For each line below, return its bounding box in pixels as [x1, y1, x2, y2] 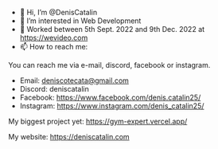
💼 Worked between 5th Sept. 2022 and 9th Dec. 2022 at [19, 25, 205, 33]
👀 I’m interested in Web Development [19, 16, 142, 25]
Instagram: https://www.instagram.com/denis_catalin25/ [19, 101, 204, 111]
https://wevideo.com [19, 33, 88, 42]
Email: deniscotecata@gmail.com [19, 76, 130, 85]
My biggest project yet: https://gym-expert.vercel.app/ [8, 116, 188, 126]
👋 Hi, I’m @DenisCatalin [19, 8, 98, 17]
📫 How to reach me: [19, 42, 88, 51]
